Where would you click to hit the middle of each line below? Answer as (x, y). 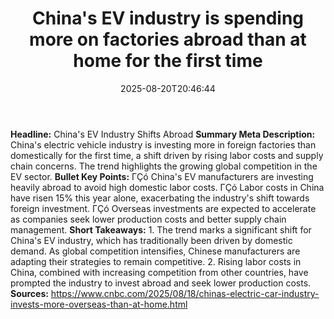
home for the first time (168, 61)
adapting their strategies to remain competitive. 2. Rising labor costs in (156, 261)
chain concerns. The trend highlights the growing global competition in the (164, 166)
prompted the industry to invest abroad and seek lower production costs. (161, 283)
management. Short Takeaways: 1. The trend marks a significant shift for (161, 229)
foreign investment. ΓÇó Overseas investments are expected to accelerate (163, 208)
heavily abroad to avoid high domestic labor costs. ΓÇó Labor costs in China (167, 187)
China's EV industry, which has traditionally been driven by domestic (151, 240)
